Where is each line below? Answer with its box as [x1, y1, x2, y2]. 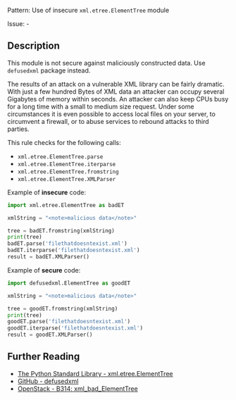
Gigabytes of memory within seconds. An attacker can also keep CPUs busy [7, 94, 229, 103]
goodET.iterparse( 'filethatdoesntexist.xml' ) [7, 325, 143, 332]
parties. [7, 125, 30, 133]
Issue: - [7, 20, 30, 27]
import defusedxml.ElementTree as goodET [7, 280, 131, 287]
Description [7, 40, 60, 52]
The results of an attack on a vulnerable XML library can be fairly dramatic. [7, 80, 225, 88]
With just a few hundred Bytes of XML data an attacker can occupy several [7, 87, 225, 96]
